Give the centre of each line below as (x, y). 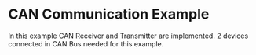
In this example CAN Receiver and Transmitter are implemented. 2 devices (128, 36)
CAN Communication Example (109, 14)
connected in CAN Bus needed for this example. (86, 43)
